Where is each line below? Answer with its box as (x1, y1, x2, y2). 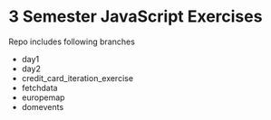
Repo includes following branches (8, 36, 135, 47)
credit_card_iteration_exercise (21, 72, 133, 83)
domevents (21, 101, 64, 112)
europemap (21, 92, 65, 103)
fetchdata (21, 82, 58, 93)
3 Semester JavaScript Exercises (8, 6, 263, 27)
